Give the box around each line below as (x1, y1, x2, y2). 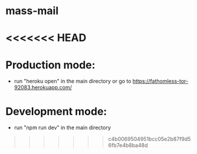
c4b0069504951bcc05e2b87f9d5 (108, 136, 191, 143)
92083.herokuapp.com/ (14, 84, 72, 91)
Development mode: (5, 104, 107, 118)
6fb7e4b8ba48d (108, 142, 148, 149)
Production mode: (5, 58, 96, 71)
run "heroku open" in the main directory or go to (14, 78, 132, 85)
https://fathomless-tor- (132, 78, 189, 85)
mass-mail (5, 4, 59, 18)
